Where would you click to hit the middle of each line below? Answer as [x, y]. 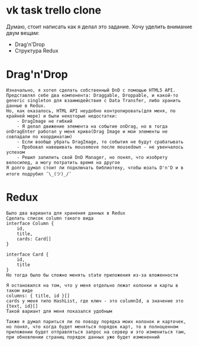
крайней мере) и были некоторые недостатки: [62, 116]
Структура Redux [37, 50]
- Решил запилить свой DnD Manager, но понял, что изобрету [92, 157]
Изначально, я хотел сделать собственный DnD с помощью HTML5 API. [91, 90]
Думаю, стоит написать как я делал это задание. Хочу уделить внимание [99, 27]
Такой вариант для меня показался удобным [59, 311]
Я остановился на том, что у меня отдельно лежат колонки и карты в [92, 285]
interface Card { [27, 254]
